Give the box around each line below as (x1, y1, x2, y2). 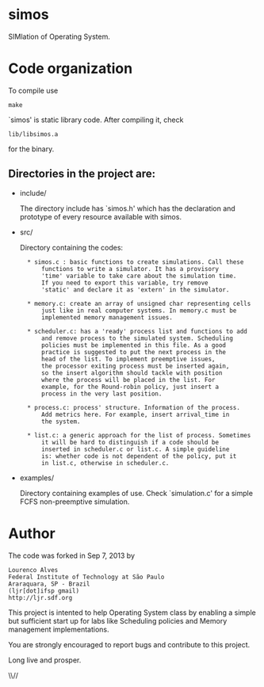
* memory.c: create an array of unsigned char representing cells (27, 300, 251, 307)
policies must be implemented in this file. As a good (40, 341, 227, 349)
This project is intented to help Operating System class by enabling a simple (8, 608, 256, 617)
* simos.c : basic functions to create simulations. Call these (27, 258, 244, 266)
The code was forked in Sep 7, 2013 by (8, 551, 136, 560)
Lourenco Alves (8, 566, 59, 574)
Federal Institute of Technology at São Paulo (8, 573, 165, 581)
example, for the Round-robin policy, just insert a (40, 383, 220, 391)
